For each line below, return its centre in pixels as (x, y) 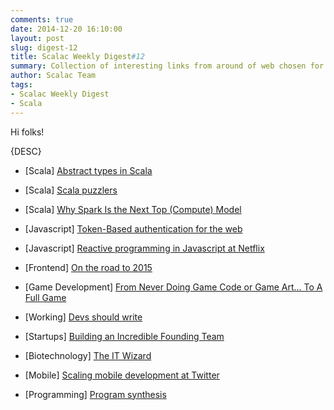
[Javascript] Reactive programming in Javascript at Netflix (144, 248)
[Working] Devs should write (83, 317)
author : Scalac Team (53, 76)
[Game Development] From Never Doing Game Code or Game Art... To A (173, 287)
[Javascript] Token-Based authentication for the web (133, 228)
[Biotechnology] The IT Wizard (88, 355)
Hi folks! (27, 132)
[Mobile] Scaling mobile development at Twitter (122, 375)
